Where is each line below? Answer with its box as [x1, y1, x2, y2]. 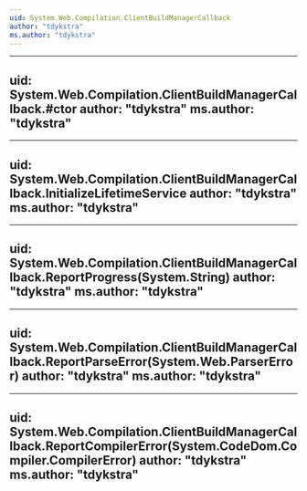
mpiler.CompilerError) [9, 453, 137, 468]
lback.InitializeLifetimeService [9, 185, 187, 201]
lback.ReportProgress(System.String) [9, 270, 230, 286]
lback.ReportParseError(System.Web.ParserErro [9, 354, 294, 370]
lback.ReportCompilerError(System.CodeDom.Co [9, 439, 298, 454]
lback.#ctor [9, 101, 78, 117]
